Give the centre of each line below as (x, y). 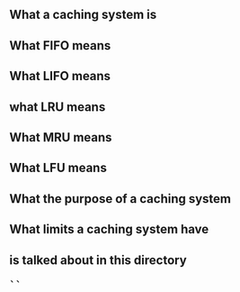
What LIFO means (60, 76)
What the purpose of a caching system (120, 199)
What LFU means (58, 168)
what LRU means (58, 107)
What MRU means (61, 137)
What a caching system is (83, 15)
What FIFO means (60, 46)
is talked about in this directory (98, 260)
